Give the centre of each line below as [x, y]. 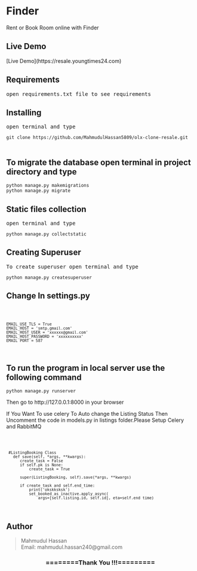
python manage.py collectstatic [46, 234]
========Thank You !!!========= [100, 563]
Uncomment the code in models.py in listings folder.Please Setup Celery [95, 420]
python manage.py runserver [41, 391]
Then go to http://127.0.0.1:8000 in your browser [65, 402]
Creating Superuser [44, 253]
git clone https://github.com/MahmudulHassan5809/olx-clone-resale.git [97, 138]
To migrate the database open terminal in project [98, 162]
